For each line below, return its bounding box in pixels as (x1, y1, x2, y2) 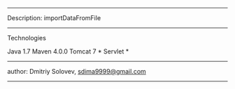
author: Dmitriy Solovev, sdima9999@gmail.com (7, 67, 147, 75)
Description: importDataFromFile (7, 14, 101, 22)
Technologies (7, 34, 47, 42)
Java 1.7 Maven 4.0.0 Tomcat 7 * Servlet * (7, 47, 129, 56)
